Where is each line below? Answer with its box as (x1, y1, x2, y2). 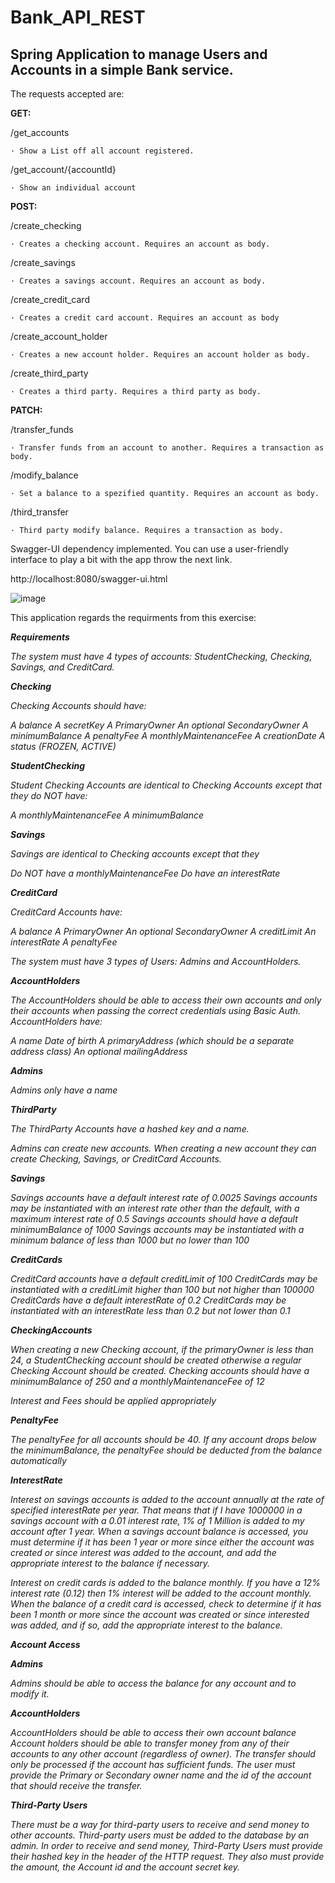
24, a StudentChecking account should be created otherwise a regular (10, 1354, 302, 1366)
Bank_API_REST (10, 6, 146, 29)
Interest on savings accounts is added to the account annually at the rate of (10, 1494, 325, 1505)
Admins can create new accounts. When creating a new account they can (10, 1142, 317, 1154)
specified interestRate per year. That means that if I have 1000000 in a (10, 1504, 303, 1516)
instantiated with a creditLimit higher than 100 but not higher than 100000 (10, 1284, 315, 1295)
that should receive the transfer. (10, 1780, 143, 1791)
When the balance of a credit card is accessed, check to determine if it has (10, 1598, 322, 1610)
